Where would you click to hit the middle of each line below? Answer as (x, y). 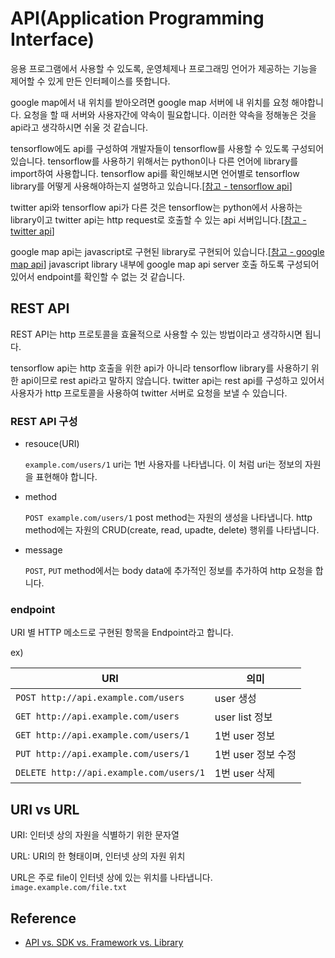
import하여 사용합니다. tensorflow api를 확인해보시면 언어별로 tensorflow (155, 173)
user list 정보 (243, 717)
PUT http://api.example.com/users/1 (102, 754)
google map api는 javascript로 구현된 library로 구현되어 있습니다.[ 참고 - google (167, 251)
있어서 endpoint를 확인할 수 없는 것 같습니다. (98, 276)
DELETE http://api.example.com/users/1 (110, 773)
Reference (43, 918)
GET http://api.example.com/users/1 (102, 735)
